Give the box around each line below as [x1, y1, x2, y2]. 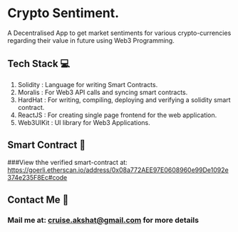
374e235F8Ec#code [7, 173, 68, 181]
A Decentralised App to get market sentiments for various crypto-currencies [7, 29, 232, 37]
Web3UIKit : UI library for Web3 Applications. [17, 118, 151, 126]
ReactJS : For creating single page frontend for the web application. [17, 111, 217, 119]
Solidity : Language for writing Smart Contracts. [17, 80, 158, 89]
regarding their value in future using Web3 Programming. [7, 36, 175, 44]
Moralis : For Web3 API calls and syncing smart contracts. [17, 88, 188, 96]
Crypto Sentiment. [7, 5, 120, 21]
